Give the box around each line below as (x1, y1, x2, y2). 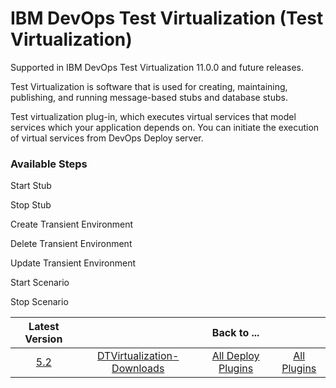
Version (24, 332, 63, 346)
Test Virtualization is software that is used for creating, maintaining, (10, 80, 288, 92)
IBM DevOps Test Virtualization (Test (10, 7, 324, 30)
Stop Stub (10, 199, 52, 211)
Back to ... (211, 326, 260, 340)
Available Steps (10, 157, 88, 171)
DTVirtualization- (97, 349, 180, 363)
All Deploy (211, 349, 260, 363)
